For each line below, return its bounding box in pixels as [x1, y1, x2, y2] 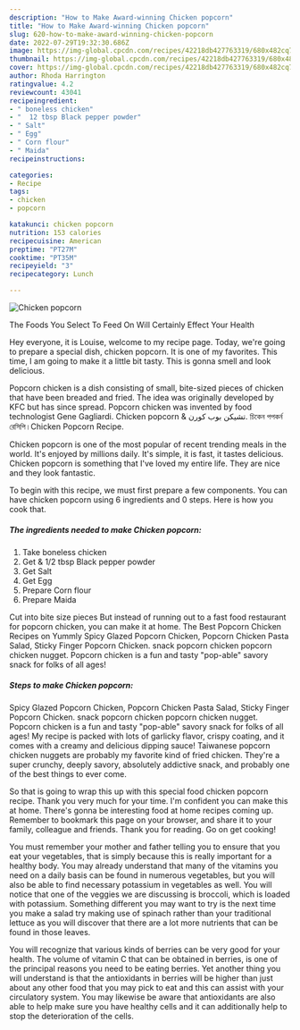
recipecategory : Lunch [9, 270, 94, 279]
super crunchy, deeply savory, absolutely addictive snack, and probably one [9, 759, 290, 770]
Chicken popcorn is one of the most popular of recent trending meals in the [9, 439, 287, 450]
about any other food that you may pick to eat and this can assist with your [9, 982, 284, 992]
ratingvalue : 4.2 [9, 80, 74, 89]
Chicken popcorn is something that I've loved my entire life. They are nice [9, 458, 280, 469]
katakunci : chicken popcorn [9, 220, 114, 229]
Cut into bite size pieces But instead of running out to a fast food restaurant [9, 612, 287, 622]
